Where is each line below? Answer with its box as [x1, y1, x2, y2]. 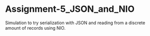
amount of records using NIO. [5, 25, 66, 31]
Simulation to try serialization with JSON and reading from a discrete [5, 20, 146, 26]
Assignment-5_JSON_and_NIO [5, 3, 135, 15]
